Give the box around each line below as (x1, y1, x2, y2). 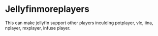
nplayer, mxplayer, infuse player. (5, 25, 71, 31)
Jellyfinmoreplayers (5, 3, 90, 15)
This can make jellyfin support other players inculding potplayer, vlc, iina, (5, 20, 154, 26)
